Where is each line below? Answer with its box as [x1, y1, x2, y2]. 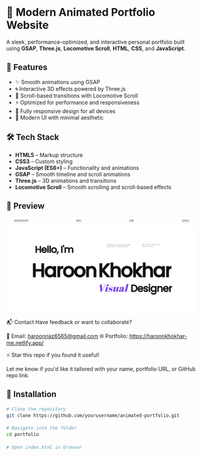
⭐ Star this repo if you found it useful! [6, 351, 100, 359]
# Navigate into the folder [6, 425, 77, 431]
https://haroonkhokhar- [129, 332, 187, 339]
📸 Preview [6, 201, 45, 211]
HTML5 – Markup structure [15, 151, 83, 158]
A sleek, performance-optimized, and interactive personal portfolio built [6, 38, 185, 45]
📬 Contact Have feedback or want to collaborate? [6, 318, 132, 325]
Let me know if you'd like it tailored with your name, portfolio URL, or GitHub [6, 365, 196, 373]
